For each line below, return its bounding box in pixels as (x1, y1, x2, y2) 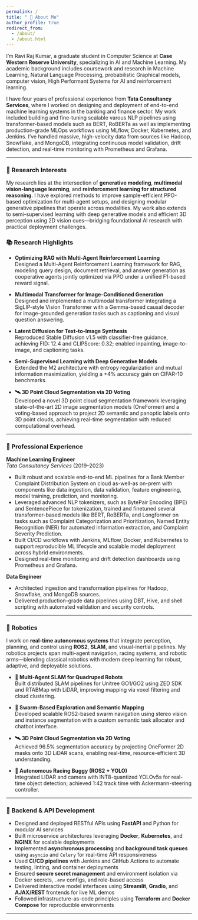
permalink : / (6, 8, 38, 15)
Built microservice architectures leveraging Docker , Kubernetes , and (14, 832, 183, 840)
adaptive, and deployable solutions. (6, 662, 93, 669)
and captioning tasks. (32, 346, 85, 353)
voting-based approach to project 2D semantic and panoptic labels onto (14, 409, 190, 417)
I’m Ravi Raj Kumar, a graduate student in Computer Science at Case (6, 53, 173, 59)
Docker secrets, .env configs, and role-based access (14, 876, 144, 883)
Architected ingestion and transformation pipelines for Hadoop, (14, 584, 169, 592)
